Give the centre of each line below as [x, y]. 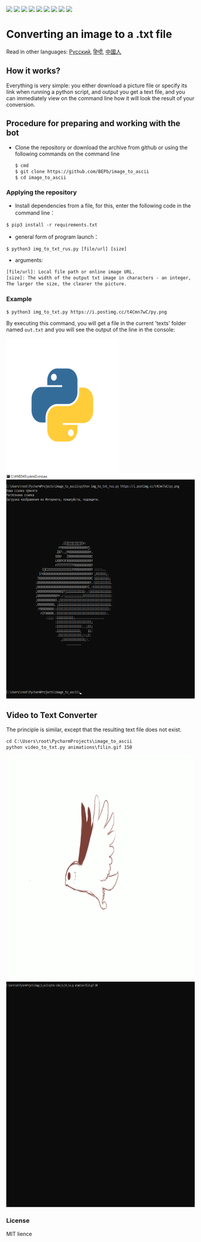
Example [19, 299]
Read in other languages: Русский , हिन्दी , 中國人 [64, 52]
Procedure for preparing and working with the [93, 123]
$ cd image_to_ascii [40, 177]
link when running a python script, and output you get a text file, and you [96, 92]
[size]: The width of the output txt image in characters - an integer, [99, 278]
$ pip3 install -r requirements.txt [52, 225]
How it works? [33, 71]
